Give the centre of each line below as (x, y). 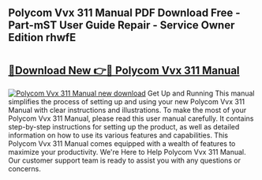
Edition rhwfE (42, 37)
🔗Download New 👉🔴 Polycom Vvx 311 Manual (124, 70)
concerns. (25, 169)
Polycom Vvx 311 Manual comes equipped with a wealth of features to (122, 144)
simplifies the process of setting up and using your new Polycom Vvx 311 (127, 101)
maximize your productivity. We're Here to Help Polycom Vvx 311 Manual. (127, 152)
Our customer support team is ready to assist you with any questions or (125, 160)
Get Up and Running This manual (201, 93)
